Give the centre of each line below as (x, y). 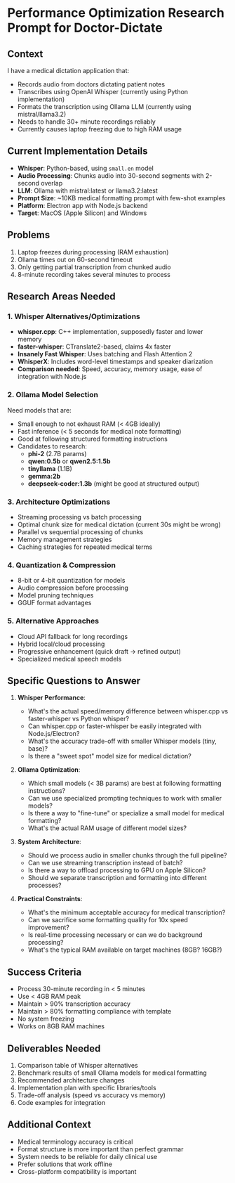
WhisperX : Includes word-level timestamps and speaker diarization (115, 362)
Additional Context (49, 1125)
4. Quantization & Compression (61, 565)
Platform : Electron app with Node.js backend (83, 205)
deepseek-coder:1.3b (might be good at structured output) (114, 484)
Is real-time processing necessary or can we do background (115, 935)
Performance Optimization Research (116, 13)
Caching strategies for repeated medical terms (85, 547)
